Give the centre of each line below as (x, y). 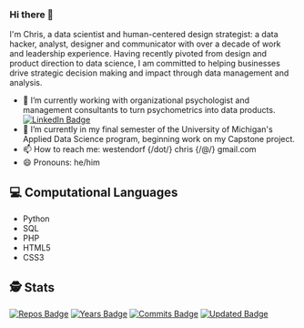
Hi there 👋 (32, 15)
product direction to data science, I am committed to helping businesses (145, 64)
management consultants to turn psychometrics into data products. (149, 110)
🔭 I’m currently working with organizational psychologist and (136, 100)
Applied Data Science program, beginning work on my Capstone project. (159, 139)
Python (36, 219)
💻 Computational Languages (94, 192)
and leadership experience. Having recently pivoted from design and (138, 54)
